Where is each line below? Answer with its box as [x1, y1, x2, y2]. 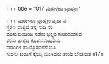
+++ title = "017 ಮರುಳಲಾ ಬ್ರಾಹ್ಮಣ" [6, 5, 81, 12]
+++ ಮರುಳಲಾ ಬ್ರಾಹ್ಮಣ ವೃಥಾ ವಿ [6, 17, 67, 24]
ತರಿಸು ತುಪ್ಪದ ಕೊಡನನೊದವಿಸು [6, 37, 61, 44]
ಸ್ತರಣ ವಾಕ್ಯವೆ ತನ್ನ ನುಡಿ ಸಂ [6, 24, 54, 30]
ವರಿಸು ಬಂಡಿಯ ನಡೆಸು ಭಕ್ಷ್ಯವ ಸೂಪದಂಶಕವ [6, 30, 82, 37]
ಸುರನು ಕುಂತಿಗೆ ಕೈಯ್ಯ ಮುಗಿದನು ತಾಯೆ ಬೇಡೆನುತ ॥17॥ [6, 50, 104, 57]
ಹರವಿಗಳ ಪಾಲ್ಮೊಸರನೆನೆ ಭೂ [6, 44, 57, 50]
